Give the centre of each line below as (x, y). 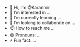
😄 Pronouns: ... (25, 35)
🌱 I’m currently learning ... (35, 18)
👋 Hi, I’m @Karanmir (30, 7)
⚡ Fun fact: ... (23, 40)
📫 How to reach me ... (32, 28)
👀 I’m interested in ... (30, 12)
